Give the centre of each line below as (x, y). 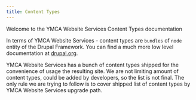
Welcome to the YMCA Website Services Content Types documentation (94, 29)
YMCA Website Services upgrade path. (54, 90)
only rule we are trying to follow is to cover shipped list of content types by (98, 84)
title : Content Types (33, 12)
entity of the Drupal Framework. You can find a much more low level (90, 47)
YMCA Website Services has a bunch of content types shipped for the (93, 65)
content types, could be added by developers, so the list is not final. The (95, 77)
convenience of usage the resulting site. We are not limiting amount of (93, 71)
